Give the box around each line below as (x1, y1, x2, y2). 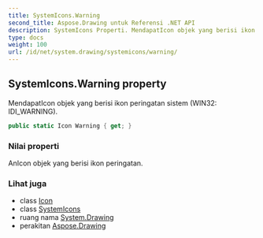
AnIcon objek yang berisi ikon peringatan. (8, 158, 143, 168)
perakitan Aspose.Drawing (19, 221, 106, 231)
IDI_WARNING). (8, 106, 58, 116)
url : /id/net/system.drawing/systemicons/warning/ (8, 48, 178, 56)
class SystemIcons (19, 204, 81, 214)
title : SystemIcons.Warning (8, 11, 101, 20)
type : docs (8, 33, 44, 42)
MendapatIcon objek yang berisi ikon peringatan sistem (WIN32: (8, 98, 217, 107)
